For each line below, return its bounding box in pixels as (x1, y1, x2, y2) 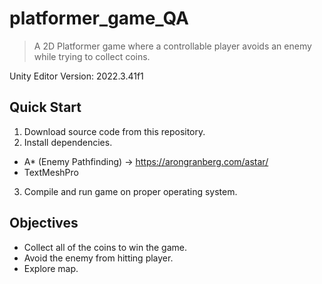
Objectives (9, 215, 79, 232)
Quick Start (9, 99, 82, 116)
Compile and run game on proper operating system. (23, 185, 238, 197)
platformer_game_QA (9, 7, 190, 30)
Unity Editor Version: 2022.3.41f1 (9, 70, 144, 82)
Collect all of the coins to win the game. (23, 241, 188, 253)
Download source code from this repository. (23, 125, 206, 137)
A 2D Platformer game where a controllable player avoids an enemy (33, 40, 312, 52)
